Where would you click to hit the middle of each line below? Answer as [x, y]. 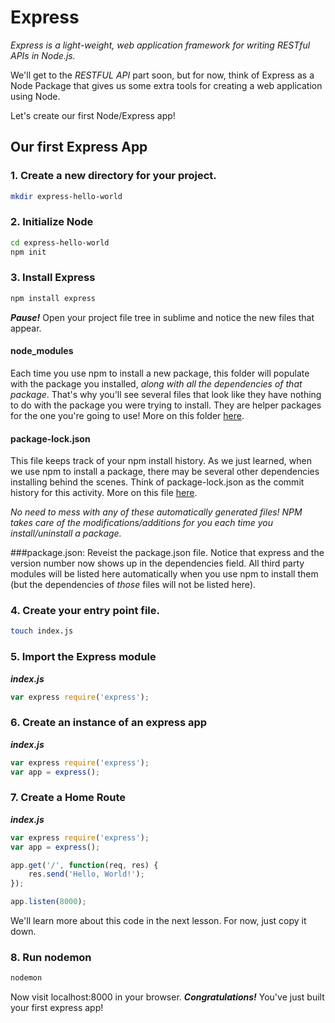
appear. [26, 328]
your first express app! [57, 1008]
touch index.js [42, 631]
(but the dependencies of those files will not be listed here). [133, 585]
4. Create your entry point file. [85, 611]
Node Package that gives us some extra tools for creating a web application [166, 85]
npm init [28, 252]
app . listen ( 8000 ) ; [48, 902]
